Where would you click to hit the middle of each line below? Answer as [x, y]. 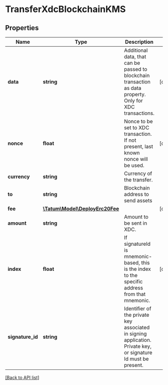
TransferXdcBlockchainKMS [65, 9]
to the [131, 275]
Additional [136, 50]
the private [137, 315]
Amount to [136, 217]
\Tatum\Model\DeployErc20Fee [81, 209]
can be [132, 63]
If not [130, 140]
